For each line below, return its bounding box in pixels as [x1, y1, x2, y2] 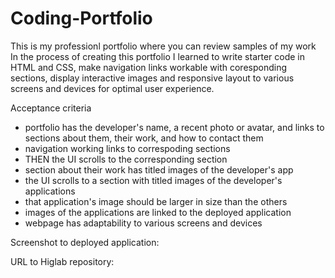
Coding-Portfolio [10, 7, 153, 30]
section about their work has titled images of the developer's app [24, 163, 294, 176]
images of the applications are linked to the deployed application [24, 206, 292, 218]
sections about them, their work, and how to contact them [24, 132, 264, 144]
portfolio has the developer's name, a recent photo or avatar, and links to [24, 121, 325, 133]
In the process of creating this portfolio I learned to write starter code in [10, 50, 306, 62]
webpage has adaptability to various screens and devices [24, 217, 263, 229]
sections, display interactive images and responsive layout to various [10, 72, 295, 84]
